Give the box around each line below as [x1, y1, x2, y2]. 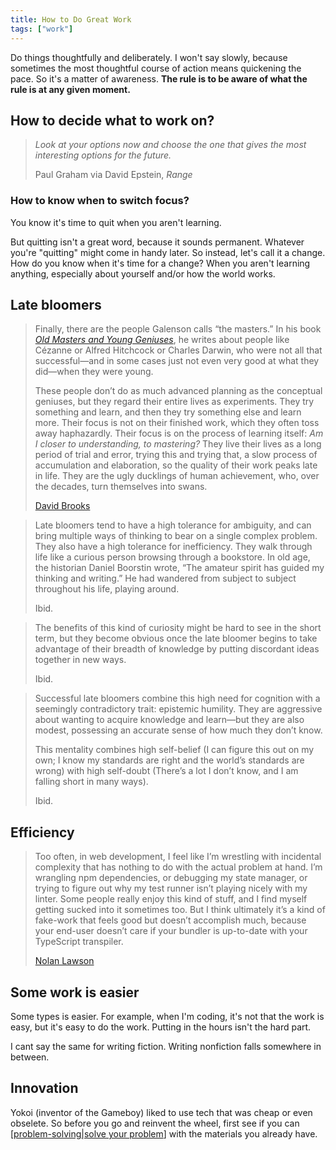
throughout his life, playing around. [34, 583, 180, 595]
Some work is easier [10, 984, 140, 1001]
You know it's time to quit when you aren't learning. [10, 216, 222, 228]
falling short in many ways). [34, 776, 149, 788]
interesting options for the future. [34, 149, 172, 161]
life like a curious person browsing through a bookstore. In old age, [34, 551, 311, 563]
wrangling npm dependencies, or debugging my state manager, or [34, 872, 308, 884]
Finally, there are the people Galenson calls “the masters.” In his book [34, 323, 322, 335]
